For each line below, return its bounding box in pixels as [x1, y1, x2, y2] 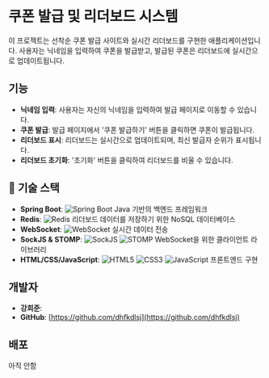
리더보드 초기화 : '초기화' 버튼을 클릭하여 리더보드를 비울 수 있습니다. [19, 155, 233, 165]
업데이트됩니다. [16, 56, 65, 65]
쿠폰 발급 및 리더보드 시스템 [8, 7, 179, 26]
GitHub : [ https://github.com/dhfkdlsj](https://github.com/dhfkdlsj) [19, 313, 240, 322]
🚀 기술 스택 [8, 181, 61, 195]
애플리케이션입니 [208, 36, 261, 45]
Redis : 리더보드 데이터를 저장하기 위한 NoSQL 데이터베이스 [19, 214, 236, 224]
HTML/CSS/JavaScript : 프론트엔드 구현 [19, 254, 258, 264]
